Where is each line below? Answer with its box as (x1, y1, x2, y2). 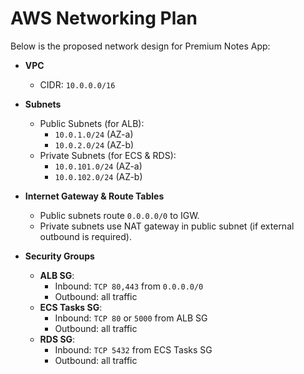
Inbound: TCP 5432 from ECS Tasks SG (54, 343, 213, 356)
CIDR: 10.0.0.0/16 (39, 78, 116, 91)
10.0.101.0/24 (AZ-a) (54, 160, 143, 172)
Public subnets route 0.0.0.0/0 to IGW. (39, 209, 200, 221)
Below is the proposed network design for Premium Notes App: (10, 40, 271, 52)
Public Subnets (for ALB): (39, 117, 145, 129)
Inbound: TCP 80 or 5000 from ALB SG (54, 312, 208, 324)
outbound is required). (39, 230, 132, 242)
